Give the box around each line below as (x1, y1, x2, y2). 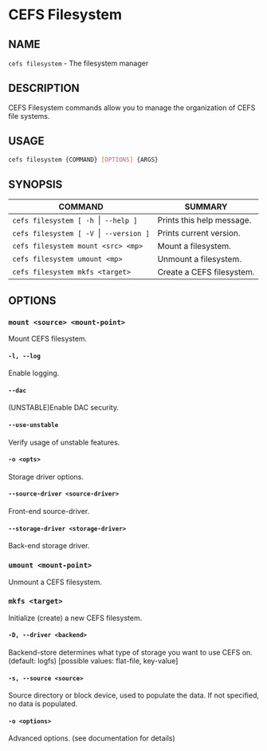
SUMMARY (184, 201, 228, 212)
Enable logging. (8, 369, 60, 378)
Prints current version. (157, 227, 241, 239)
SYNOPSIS (8, 177, 63, 191)
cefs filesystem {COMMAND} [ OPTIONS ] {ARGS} (8, 156, 159, 164)
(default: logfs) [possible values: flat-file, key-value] (8, 656, 179, 666)
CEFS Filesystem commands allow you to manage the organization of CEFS (8, 102, 256, 113)
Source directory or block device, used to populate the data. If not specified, (8, 690, 260, 700)
